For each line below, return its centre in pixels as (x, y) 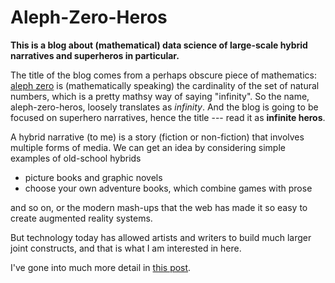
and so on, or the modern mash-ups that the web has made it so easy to (159, 207)
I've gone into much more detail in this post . (101, 267)
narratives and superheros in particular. (95, 55)
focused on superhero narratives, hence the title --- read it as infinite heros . (168, 117)
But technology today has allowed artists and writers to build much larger (161, 237)
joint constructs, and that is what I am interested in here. (126, 248)
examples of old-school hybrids (76, 158)
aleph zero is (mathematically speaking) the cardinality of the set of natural (165, 85)
